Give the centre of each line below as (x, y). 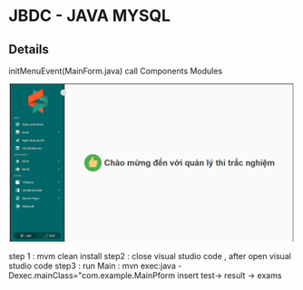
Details (29, 49)
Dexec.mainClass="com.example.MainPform (92, 275)
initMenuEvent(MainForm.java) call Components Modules (116, 71)
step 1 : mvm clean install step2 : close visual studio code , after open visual (150, 256)
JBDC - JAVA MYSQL (90, 16)
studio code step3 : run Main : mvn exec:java (92, 266)
